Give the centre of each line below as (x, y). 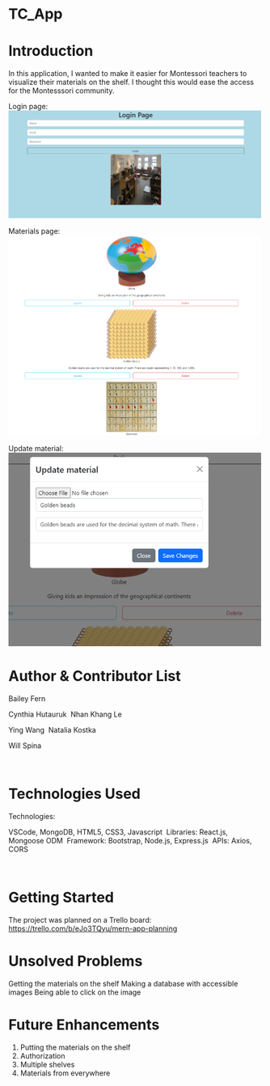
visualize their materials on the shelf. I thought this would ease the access (131, 82)
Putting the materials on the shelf (75, 1047)
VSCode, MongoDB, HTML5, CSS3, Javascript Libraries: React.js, (118, 832)
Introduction (51, 51)
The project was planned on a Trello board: (80, 919)
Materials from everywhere (65, 1073)
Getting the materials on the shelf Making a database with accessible (123, 983)
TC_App (36, 14)
